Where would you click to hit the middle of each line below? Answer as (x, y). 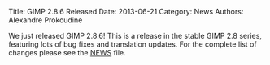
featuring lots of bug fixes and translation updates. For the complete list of (133, 44)
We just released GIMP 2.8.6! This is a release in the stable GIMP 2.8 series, (135, 36)
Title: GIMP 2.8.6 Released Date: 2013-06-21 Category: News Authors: (126, 12)
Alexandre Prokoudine (46, 20)
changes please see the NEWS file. (67, 53)
